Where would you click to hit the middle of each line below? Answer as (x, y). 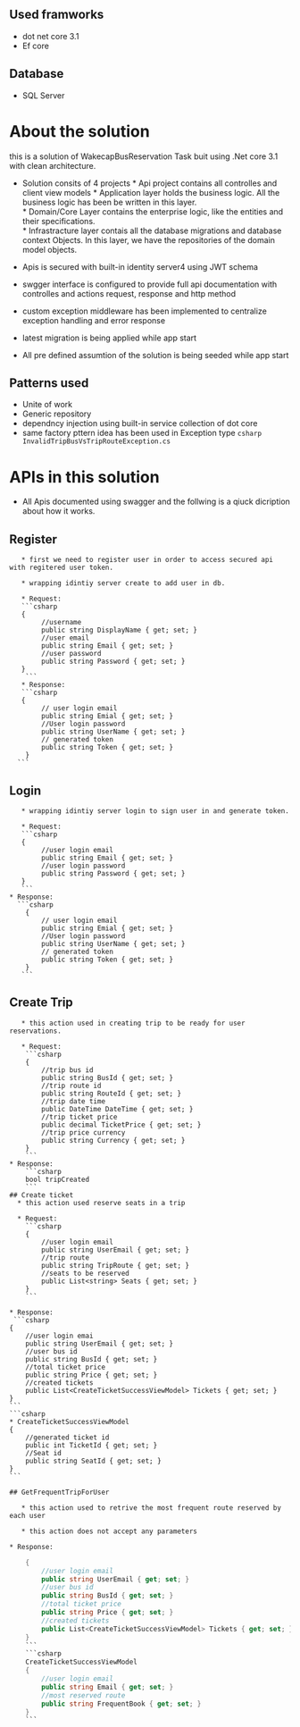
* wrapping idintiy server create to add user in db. (123, 583)
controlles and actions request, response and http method (129, 293)
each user (28, 1515)
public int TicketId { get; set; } (92, 1445)
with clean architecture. (53, 165)
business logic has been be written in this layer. (109, 202)
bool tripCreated (58, 1179)
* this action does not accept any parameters (109, 1531)
